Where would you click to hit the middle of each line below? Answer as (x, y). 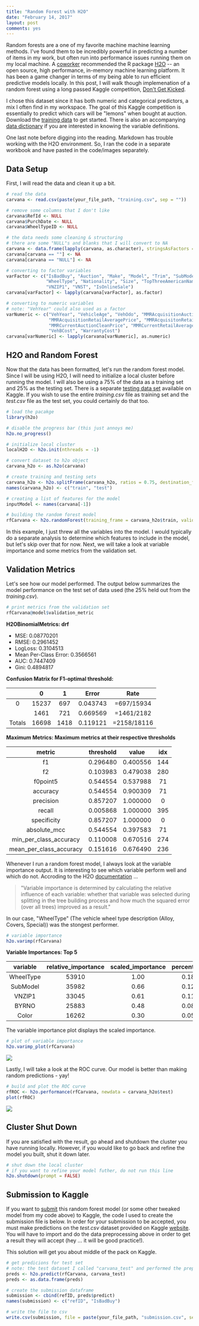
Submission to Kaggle (47, 1194)
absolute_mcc (46, 830)
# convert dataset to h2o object (47, 461)
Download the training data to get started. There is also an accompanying (96, 120)
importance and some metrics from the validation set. (72, 551)
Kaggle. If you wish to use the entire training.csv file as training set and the (97, 395)
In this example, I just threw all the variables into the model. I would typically (99, 532)
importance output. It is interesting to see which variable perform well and (96, 870)
